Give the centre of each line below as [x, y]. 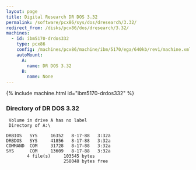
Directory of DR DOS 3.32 [43, 109]
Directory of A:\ [29, 126]
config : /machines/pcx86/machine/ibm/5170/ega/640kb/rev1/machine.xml [104, 50]
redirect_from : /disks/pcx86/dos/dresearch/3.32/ [68, 28]
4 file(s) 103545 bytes [61, 156]
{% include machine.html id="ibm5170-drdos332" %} [70, 93]
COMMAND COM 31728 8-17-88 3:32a [58, 146]
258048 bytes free [86, 161]
